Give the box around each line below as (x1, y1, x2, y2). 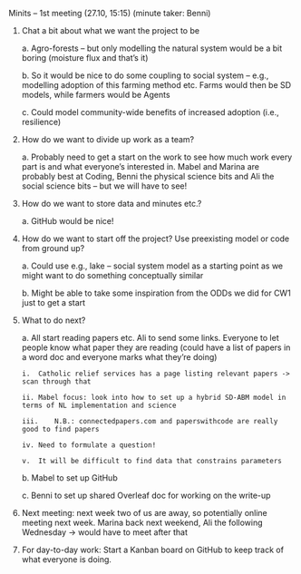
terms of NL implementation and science (21, 401, 177, 410)
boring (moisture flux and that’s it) (21, 53, 149, 63)
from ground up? (21, 243, 85, 253)
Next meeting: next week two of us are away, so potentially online (21, 508, 268, 518)
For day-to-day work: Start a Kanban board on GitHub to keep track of (21, 544, 285, 555)
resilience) (21, 117, 62, 127)
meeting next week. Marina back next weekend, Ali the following (21, 517, 264, 528)
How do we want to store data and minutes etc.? (21, 199, 202, 209)
